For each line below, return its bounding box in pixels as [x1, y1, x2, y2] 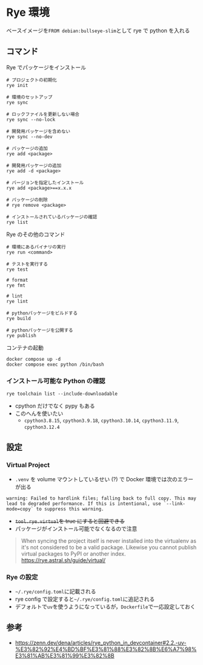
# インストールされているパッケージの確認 [6, 214, 98, 220]
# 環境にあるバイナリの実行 [6, 244, 66, 250]
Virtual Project [6, 461, 50, 469]
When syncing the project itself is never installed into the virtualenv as [21, 537, 197, 545]
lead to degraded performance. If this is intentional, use [6, 500, 162, 507]
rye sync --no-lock [6, 116, 56, 122]
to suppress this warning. [36, 506, 104, 512]
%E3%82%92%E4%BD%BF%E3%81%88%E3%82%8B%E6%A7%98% [15, 646, 197, 653]
